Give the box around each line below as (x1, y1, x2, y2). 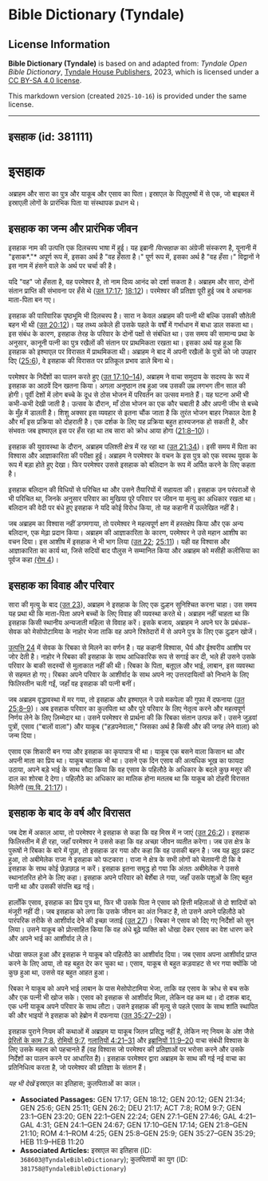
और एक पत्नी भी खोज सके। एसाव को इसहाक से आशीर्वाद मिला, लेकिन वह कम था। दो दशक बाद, (8, 992, 253, 1002)
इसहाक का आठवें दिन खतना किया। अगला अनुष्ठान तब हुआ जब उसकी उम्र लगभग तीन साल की (8, 381, 246, 391)
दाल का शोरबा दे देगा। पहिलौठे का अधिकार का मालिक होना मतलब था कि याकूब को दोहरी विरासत (8, 773, 250, 783)
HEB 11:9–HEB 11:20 (19, 1137, 85, 1147)
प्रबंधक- (231, 617, 251, 627)
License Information (8, 38, 110, 51)
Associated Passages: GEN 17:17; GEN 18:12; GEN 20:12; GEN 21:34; (19, 1094, 246, 1104)
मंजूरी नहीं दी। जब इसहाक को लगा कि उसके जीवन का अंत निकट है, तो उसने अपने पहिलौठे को (8, 906, 245, 916)
